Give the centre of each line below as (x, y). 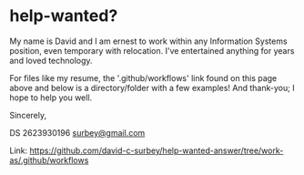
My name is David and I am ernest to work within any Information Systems (149, 41)
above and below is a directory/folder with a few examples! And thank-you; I (152, 87)
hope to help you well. (51, 98)
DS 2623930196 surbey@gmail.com (77, 132)
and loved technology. (51, 60)
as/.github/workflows (49, 160)
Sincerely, (28, 115)
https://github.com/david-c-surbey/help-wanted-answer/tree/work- (157, 150)
